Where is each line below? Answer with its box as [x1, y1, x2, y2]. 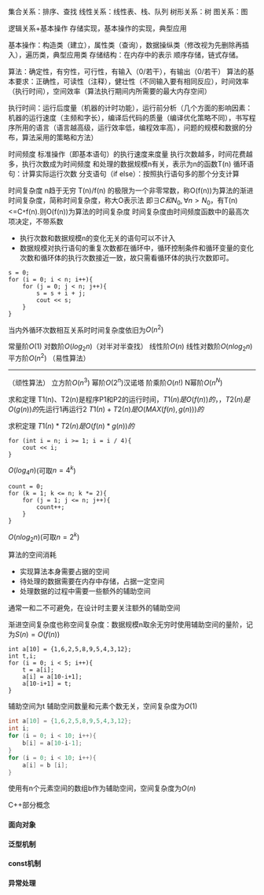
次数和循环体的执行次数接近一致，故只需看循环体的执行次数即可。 [19, 252, 233, 262]
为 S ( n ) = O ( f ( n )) [8, 630, 60, 639]
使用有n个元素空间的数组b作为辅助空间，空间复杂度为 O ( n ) [8, 783, 196, 793]
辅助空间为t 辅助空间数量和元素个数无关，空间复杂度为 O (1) [8, 702, 198, 711]
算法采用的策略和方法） [21, 133, 98, 142]
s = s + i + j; [36, 289, 86, 297]
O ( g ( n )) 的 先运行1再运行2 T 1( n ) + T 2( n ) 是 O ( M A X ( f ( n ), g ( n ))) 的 [8, 404, 204, 414]
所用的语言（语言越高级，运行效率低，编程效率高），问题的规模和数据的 [14, 123, 246, 132]
